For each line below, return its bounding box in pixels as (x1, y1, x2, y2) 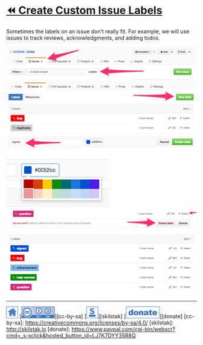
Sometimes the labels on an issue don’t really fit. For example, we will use (6, 27, 190, 35)
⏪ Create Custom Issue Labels (6, 4, 163, 18)
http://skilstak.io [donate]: (6, 326, 71, 333)
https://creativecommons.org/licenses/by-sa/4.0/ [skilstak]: (25, 319, 174, 326)
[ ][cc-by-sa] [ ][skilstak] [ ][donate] (19, 313, 183, 320)
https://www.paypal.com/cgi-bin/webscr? (71, 326, 176, 333)
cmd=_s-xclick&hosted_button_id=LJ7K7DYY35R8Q (6, 332, 136, 340)
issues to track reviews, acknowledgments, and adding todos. (6, 34, 160, 41)
